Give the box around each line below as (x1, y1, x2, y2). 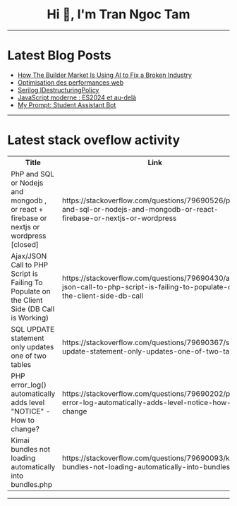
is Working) (11, 313, 49, 323)
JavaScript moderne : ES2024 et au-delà (17, 93, 136, 102)
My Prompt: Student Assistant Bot (17, 100, 116, 109)
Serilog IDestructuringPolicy (17, 85, 99, 94)
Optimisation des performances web (17, 78, 124, 87)
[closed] (11, 239, 39, 249)
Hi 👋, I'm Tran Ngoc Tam (47, 6, 190, 23)
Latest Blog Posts (7, 47, 111, 64)
